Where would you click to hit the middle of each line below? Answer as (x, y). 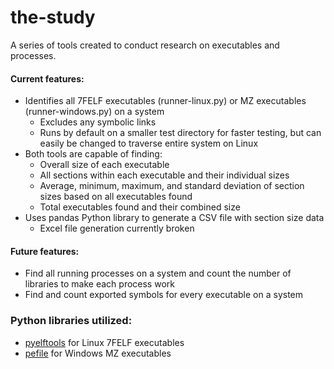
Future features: (45, 251)
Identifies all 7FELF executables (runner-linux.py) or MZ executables (165, 101)
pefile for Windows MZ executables (98, 353)
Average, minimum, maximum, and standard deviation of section (172, 186)
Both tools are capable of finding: (93, 154)
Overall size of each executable (104, 165)
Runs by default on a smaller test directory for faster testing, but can (180, 133)
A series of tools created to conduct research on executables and (145, 45)
